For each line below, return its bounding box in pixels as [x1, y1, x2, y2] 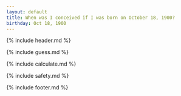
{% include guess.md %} [6, 49, 69, 56]
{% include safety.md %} [6, 72, 69, 80]
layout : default [6, 9, 47, 15]
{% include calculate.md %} [6, 60, 77, 67]
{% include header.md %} [6, 37, 71, 44]
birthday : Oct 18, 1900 [6, 20, 67, 26]
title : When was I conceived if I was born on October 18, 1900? [6, 15, 175, 21]
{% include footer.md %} [6, 84, 69, 91]
